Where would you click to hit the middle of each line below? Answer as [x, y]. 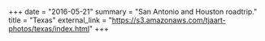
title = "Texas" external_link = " [60, 20]
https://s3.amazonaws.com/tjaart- [169, 20]
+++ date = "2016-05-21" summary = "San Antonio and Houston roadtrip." [133, 12]
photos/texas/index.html [49, 29]
